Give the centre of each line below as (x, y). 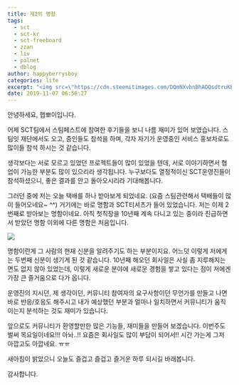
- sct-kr (27, 34)
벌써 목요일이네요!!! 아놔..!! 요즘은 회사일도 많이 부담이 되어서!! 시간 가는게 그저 (116, 335)
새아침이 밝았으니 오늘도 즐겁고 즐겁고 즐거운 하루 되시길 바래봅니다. (101, 359)
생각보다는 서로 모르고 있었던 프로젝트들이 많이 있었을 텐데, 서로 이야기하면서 (114, 163)
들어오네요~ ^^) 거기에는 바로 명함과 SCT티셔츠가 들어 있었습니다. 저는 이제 (119, 205)
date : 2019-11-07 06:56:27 (47, 93)
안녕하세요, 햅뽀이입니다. (42, 115)
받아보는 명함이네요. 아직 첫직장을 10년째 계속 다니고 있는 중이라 (115, 214)
